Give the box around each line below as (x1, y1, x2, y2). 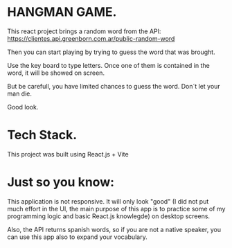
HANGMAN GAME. (7, 4, 117, 20)
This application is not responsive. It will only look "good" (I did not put (7, 197, 209, 205)
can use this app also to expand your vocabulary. (7, 233, 148, 241)
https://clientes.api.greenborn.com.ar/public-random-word (7, 34, 175, 42)
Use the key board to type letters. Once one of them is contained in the (7, 61, 210, 69)
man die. (7, 89, 33, 98)
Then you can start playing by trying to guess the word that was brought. (7, 48, 216, 56)
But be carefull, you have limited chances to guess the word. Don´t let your (7, 82, 220, 90)
